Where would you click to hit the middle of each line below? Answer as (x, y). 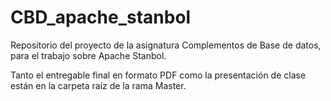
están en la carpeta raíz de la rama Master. (98, 85)
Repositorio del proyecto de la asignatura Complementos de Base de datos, (166, 45)
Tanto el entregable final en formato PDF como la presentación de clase (158, 75)
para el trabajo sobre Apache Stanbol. (88, 55)
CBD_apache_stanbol (101, 17)
